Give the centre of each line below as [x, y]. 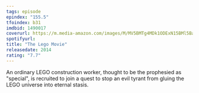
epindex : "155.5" [28, 17]
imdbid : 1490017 [26, 28]
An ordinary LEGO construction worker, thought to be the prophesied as [94, 72]
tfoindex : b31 [24, 22]
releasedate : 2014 [29, 50]
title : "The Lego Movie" [37, 45]
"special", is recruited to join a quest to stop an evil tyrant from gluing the [95, 78]
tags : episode [24, 11]
